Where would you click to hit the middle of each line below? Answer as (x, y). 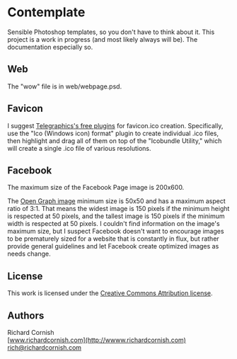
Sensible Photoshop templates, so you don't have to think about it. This (111, 32)
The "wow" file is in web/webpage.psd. (65, 86)
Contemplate (46, 12)
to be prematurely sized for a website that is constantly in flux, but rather (113, 239)
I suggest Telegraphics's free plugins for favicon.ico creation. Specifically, (115, 125)
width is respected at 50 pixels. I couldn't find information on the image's (114, 224)
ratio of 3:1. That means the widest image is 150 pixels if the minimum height (118, 209)
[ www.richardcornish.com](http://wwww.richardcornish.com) (97, 340)
